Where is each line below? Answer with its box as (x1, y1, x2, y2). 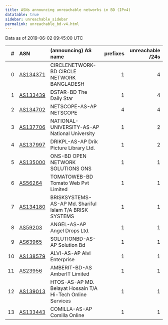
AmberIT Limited (50, 270, 89, 277)
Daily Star (50, 95, 73, 102)
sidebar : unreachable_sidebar (5, 17, 68, 22)
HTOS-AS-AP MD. (50, 279, 95, 286)
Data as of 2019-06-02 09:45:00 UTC (5, 35, 83, 41)
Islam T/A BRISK (50, 207, 88, 214)
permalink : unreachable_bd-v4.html (5, 21, 79, 27)
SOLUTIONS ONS (50, 165, 91, 172)
